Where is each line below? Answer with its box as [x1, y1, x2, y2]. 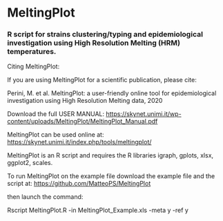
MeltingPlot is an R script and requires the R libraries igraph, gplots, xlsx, [7, 151, 214, 160]
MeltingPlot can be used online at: [7, 131, 104, 139]
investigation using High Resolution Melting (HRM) [7, 38, 181, 48]
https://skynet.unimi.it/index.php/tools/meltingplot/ [7, 138, 152, 146]
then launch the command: [7, 193, 84, 201]
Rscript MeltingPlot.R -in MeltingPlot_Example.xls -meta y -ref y [7, 206, 188, 215]
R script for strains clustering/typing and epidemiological [7, 30, 204, 39]
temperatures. [7, 47, 57, 57]
